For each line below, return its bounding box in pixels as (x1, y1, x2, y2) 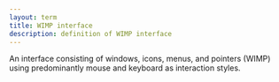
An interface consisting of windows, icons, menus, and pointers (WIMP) (9, 54, 271, 64)
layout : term (9, 12, 58, 22)
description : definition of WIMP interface (9, 29, 173, 38)
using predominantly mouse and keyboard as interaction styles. (9, 63, 241, 73)
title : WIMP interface (9, 21, 93, 30)
